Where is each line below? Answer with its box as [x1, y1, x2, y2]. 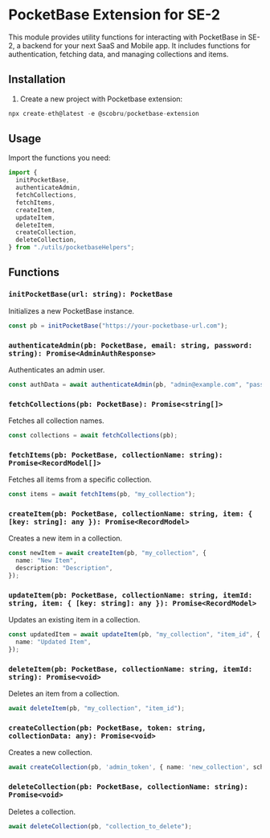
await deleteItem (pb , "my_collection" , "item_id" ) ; [8, 704, 185, 713]
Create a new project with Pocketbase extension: [19, 94, 183, 104]
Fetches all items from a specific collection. [8, 474, 152, 484]
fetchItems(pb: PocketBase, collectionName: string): [8, 450, 223, 459]
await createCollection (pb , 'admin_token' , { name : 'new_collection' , [8, 763, 250, 771]
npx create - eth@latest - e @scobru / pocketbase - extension [8, 109, 199, 117]
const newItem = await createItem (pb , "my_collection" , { [8, 549, 207, 557]
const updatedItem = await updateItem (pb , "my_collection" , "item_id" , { [8, 631, 261, 639]
